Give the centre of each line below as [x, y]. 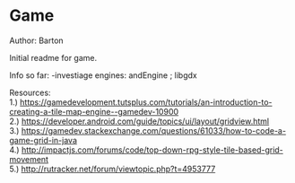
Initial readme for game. [53, 57]
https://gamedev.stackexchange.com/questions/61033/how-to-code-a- [154, 130]
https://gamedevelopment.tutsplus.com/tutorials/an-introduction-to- [146, 102]
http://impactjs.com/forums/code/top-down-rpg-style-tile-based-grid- [152, 150]
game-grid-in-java [43, 140]
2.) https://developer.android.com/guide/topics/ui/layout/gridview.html [139, 121]
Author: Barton [37, 40]
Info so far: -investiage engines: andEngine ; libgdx [103, 75]
